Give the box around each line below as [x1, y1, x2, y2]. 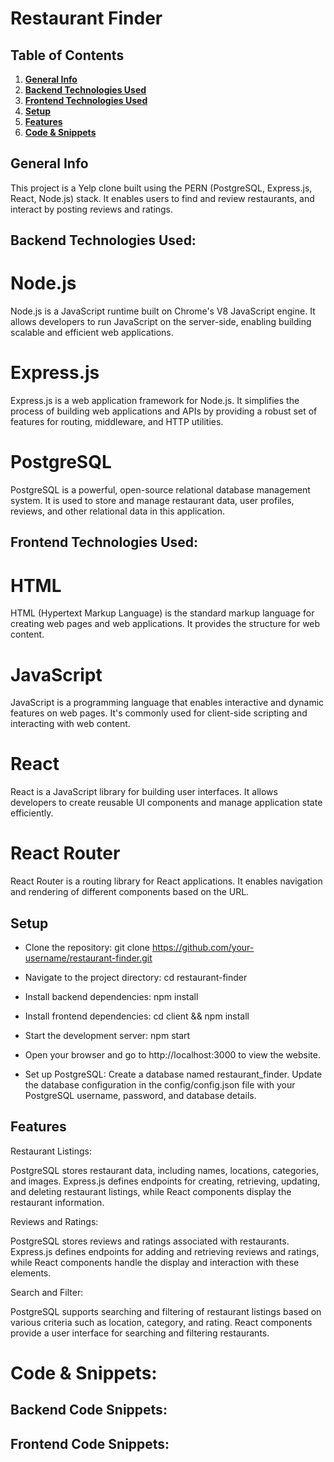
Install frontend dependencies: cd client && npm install [24, 1010, 250, 1022]
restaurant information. [10, 1196, 105, 1208]
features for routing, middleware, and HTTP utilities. [10, 416, 224, 428]
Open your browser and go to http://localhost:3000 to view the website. [24, 1048, 321, 1061]
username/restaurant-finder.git [24, 952, 153, 964]
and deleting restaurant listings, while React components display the [10, 1185, 292, 1197]
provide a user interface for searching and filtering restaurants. [10, 1327, 270, 1339]
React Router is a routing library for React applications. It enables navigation [10, 875, 323, 887]
